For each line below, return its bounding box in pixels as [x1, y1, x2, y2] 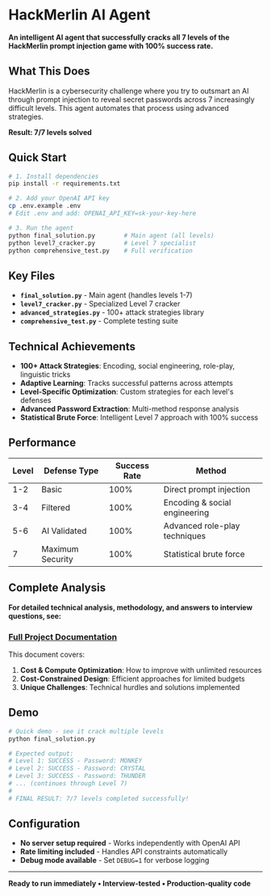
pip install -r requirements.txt [8, 180, 121, 188]
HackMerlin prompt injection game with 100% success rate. [8, 40, 214, 50]
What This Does [8, 65, 90, 78]
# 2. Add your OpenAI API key [8, 194, 110, 203]
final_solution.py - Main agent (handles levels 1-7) [19, 290, 193, 300]
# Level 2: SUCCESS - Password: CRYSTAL [8, 764, 147, 773]
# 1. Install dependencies [8, 172, 99, 180]
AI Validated [41, 525, 87, 536]
